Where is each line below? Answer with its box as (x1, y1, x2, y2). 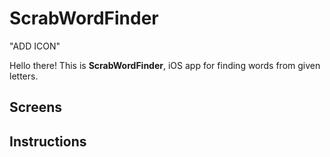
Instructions (9, 133, 87, 150)
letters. (9, 70, 39, 82)
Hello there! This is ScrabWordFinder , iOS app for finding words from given (9, 59, 321, 71)
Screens (9, 99, 62, 116)
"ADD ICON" (9, 40, 61, 52)
